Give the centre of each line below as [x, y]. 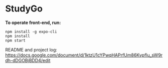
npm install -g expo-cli [31, 31]
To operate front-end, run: [33, 22]
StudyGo [24, 9]
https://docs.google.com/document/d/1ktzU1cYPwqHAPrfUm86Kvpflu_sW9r [84, 55]
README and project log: [31, 49]
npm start [16, 40]
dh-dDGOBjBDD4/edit [28, 60]
